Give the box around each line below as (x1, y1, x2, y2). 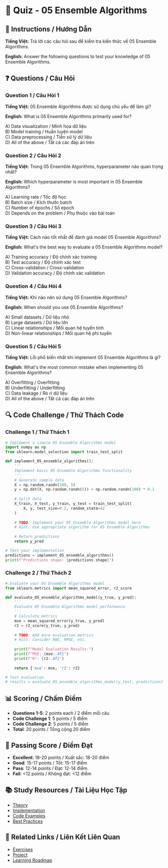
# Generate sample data (14, 477, 65, 482)
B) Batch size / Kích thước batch (5, 199, 72, 205)
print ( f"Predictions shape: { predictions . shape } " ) (5, 558, 114, 563)
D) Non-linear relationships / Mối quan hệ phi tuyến (5, 330, 112, 336)
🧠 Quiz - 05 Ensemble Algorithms (5, 5, 147, 16)
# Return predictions (14, 534, 60, 539)
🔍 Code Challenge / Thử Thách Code (5, 411, 124, 420)
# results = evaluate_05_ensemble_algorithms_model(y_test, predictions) (5, 679, 164, 684)
